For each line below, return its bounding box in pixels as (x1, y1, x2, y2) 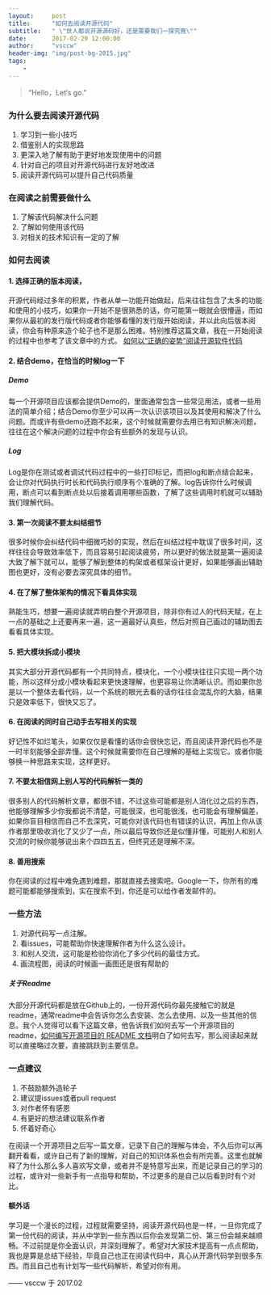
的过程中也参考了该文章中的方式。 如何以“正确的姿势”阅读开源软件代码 (8, 336, 244, 346)
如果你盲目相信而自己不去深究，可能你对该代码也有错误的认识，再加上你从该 (8, 816, 263, 826)
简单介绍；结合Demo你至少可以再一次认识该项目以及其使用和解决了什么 (22, 407, 261, 416)
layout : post (8, 11, 67, 20)
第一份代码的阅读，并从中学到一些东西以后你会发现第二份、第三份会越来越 (8, 1230, 256, 1240)
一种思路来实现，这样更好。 (22, 757, 115, 766)
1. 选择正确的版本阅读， (8, 276, 86, 285)
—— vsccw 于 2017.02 (8, 1278, 83, 1288)
